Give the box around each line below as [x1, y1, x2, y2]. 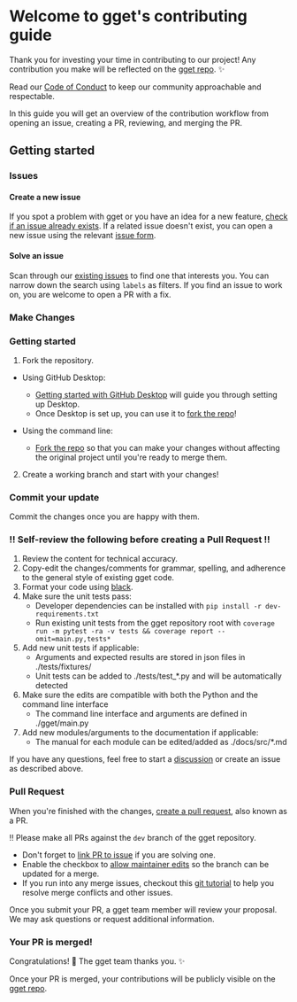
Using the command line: [21, 425, 113, 436]
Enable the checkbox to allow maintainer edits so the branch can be [21, 858, 270, 869]
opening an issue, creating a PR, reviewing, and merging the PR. [9, 117, 243, 128]
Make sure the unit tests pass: [21, 591, 133, 602]
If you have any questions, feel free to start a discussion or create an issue [9, 754, 281, 765]
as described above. [9, 764, 84, 774]
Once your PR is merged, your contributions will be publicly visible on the [9, 974, 276, 984]
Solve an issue [9, 251, 65, 261]
